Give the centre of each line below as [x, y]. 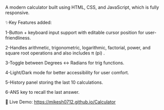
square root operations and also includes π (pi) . [55, 53]
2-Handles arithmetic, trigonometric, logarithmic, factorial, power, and [78, 48]
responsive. [17, 13]
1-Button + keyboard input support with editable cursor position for [75, 33]
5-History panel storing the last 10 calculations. [54, 82]
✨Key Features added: [29, 22]
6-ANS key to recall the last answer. [42, 92]
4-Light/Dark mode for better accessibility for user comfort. [67, 72]
